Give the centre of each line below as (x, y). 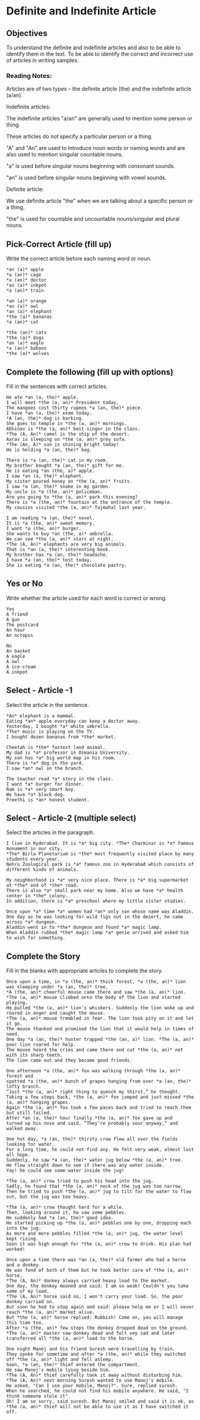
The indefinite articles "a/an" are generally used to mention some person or (99, 119)
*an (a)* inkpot (26, 285)
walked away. (22, 1129)
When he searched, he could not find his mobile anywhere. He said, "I (97, 1391)
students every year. (33, 859)
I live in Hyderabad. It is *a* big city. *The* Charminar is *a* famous (100, 844)
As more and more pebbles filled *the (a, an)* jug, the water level (95, 1234)
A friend (17, 614)
